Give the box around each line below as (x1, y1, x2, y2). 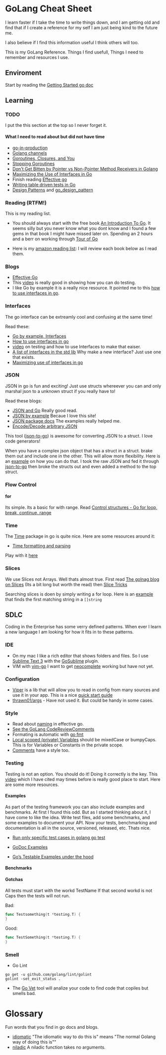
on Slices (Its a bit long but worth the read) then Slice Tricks (5, 581, 127, 587)
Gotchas (5, 876, 23, 882)
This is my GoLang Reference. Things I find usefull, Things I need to (5, 49, 144, 55)
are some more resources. (5, 781, 59, 787)
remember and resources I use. (5, 54, 69, 60)
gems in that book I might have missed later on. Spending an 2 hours (12, 230, 153, 236)
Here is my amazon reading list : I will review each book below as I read (12, 245, 157, 251)
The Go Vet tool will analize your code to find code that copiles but (12, 985, 149, 991)
